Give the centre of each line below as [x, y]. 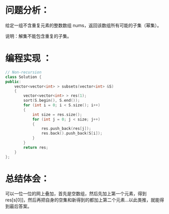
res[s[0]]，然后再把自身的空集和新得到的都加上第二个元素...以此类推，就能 [82, 200]
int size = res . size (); [57, 114]
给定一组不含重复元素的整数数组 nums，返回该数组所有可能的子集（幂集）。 [83, 25]
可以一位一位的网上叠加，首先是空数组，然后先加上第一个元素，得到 [76, 194]
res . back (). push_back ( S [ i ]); [72, 134]
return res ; [36, 147]
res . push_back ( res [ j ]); [66, 129]
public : [13, 81]
